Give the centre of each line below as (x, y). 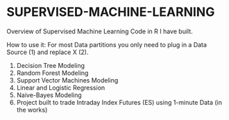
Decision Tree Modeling (50, 65)
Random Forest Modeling (52, 73)
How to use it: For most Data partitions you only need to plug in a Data (107, 44)
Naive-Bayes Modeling (49, 95)
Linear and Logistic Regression (61, 87)
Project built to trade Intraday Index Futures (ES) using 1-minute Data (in (119, 102)
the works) (32, 110)
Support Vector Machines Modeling (67, 80)
